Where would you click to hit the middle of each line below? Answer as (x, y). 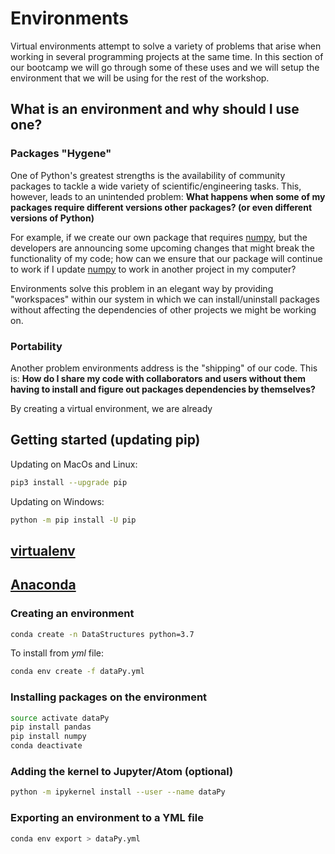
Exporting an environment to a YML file (107, 818)
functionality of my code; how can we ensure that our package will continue (166, 258)
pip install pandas (51, 727)
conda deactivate (46, 746)
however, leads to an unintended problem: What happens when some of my (168, 196)
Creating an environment (72, 614)
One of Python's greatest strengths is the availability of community (148, 175)
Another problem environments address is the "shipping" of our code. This (164, 368)
